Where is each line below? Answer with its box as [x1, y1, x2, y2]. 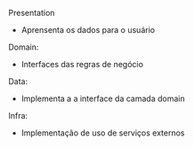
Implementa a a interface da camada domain [20, 93, 185, 104]
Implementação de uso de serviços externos [20, 128, 185, 138]
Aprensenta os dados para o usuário [20, 25, 156, 35]
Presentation [8, 8, 55, 18]
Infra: [8, 111, 28, 120]
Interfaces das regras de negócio [20, 59, 144, 69]
